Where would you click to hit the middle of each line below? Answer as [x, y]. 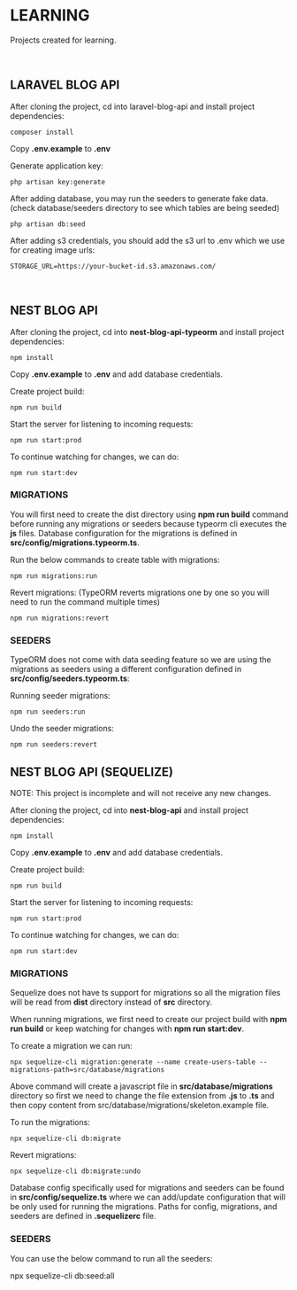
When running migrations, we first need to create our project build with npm [148, 1020]
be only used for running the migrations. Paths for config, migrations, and [144, 1207]
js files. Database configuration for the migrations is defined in [124, 533]
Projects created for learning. [63, 40]
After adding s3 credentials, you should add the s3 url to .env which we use [148, 240]
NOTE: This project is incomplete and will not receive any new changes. [141, 793]
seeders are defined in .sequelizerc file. [84, 1216]
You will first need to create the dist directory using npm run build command [149, 514]
